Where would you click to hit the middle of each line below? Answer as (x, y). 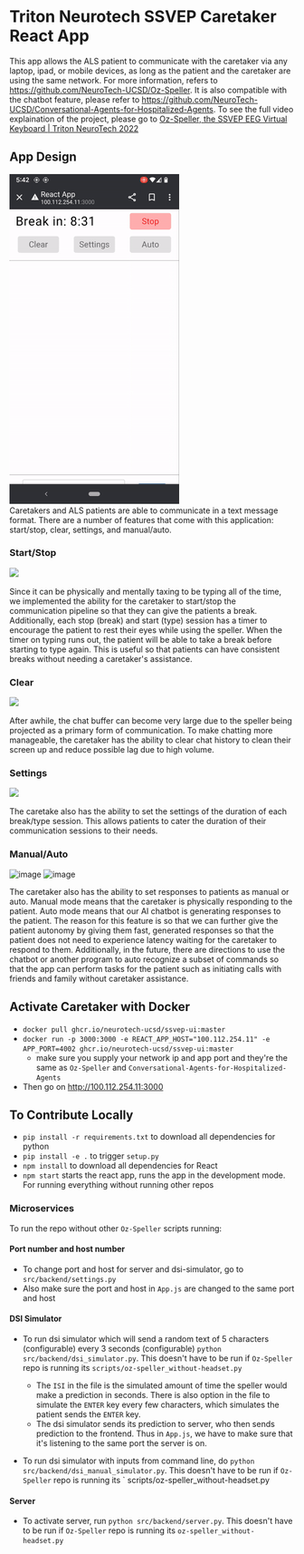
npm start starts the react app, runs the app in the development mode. (154, 1175)
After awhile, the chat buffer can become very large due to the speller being (151, 721)
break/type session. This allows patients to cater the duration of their (138, 821)
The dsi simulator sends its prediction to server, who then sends (156, 1424)
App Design (43, 157)
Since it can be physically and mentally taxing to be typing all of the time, (146, 591)
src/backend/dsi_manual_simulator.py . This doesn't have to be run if (150, 1471)
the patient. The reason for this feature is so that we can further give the (144, 920)
